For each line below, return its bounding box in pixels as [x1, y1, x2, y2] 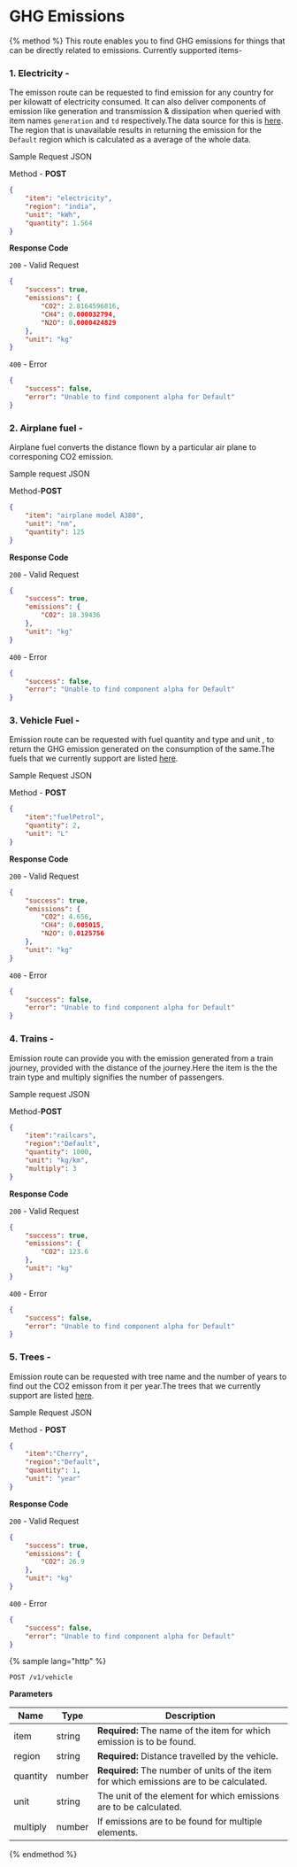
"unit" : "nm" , [25, 519, 77, 528]
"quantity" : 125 [25, 527, 86, 537]
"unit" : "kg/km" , [25, 1156, 89, 1165]
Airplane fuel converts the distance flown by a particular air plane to [9, 442, 256, 453]
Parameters [9, 1689, 53, 1700]
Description [164, 1709, 216, 1722]
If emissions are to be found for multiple [96, 1816, 263, 1828]
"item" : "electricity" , [25, 194, 113, 203]
